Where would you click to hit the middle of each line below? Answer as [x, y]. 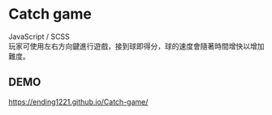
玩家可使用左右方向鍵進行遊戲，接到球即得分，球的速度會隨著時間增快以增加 [136, 46]
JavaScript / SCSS [39, 36]
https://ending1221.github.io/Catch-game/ [78, 101]
